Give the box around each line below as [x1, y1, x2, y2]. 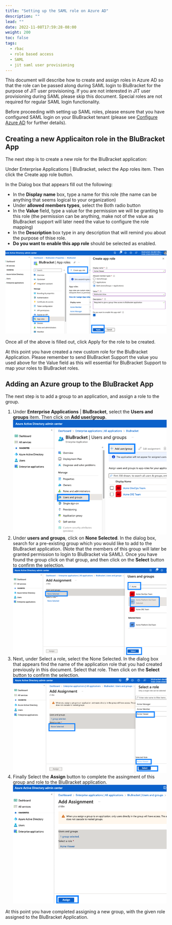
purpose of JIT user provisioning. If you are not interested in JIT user [5, 88, 151, 94]
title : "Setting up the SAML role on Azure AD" [5, 8, 109, 13]
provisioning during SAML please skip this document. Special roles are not [5, 93, 162, 99]
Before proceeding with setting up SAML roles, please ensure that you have [5, 109, 165, 115]
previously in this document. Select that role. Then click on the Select [12, 667, 160, 673]
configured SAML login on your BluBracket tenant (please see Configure [5, 114, 158, 120]
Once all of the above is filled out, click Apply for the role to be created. [5, 338, 156, 345]
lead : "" [5, 19, 24, 24]
